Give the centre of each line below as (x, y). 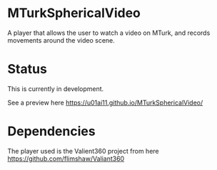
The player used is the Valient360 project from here (83, 151)
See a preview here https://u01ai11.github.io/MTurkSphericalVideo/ (105, 102)
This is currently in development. (56, 89)
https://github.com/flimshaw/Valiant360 (66, 159)
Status (27, 69)
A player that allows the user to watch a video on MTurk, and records (109, 33)
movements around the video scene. (61, 40)
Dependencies (51, 131)
